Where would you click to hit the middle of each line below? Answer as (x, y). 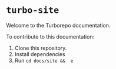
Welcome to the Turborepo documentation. (58, 25)
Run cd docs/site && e (44, 60)
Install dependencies (40, 54)
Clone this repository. (41, 48)
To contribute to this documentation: (50, 36)
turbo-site (33, 10)
